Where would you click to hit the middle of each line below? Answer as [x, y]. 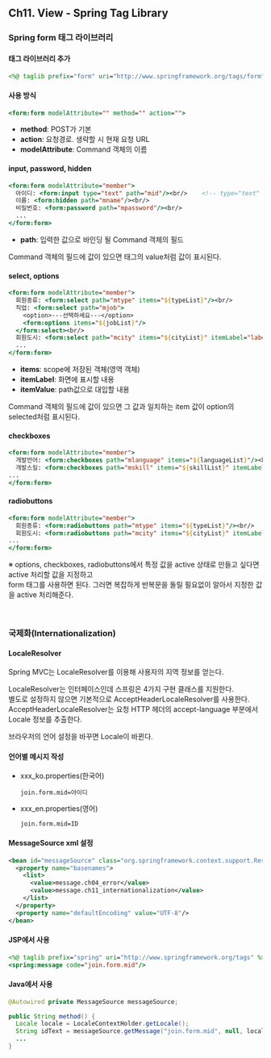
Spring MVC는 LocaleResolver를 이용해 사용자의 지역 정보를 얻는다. [116, 672]
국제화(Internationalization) [62, 634]
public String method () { [52, 1016]
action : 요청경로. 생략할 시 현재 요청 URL [85, 140]
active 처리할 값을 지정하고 [51, 575]
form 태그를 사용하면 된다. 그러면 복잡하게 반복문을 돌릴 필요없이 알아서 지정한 [131, 585]
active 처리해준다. [45, 595]
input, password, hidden [50, 169]
